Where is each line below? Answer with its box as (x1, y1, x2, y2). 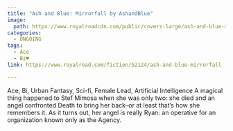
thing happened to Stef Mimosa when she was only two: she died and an (7, 94, 215, 102)
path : (13, 23, 30, 30)
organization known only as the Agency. (7, 115, 122, 124)
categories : (7, 29, 42, 37)
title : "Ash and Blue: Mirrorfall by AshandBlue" (7, 10, 154, 17)
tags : (7, 42, 23, 49)
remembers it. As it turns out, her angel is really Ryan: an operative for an (7, 108, 216, 117)
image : (7, 17, 26, 23)
